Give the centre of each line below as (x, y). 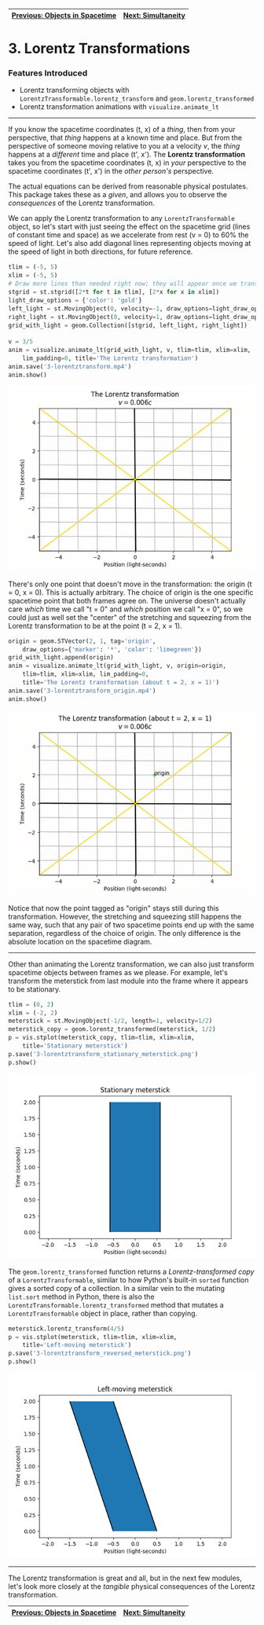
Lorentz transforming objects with (74, 90)
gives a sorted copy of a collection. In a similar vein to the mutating (117, 1288)
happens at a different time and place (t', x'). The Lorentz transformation (127, 155)
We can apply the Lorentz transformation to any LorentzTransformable (122, 218)
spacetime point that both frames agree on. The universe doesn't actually (127, 600)
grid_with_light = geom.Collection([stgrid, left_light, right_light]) (128, 325)
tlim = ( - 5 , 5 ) (33, 267)
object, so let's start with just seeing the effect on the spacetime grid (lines (129, 227)
